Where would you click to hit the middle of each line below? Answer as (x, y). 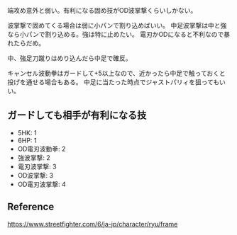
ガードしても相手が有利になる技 (77, 115)
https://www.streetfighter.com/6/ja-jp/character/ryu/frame (93, 224)
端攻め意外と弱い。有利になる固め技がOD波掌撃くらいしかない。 (102, 10)
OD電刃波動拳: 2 (42, 149)
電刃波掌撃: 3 (37, 166)
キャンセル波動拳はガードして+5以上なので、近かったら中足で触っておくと (116, 73)
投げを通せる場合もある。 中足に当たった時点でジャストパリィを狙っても (114, 82)
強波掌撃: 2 (34, 157)
